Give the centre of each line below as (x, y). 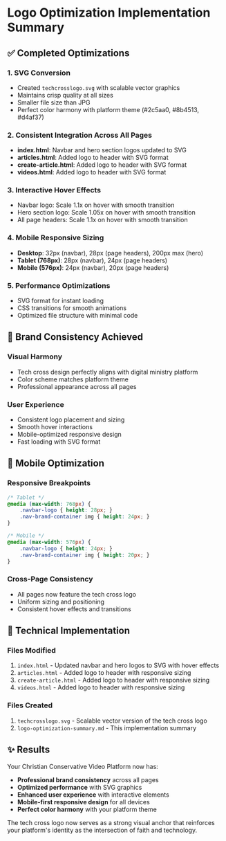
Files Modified (32, 651)
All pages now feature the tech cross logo (77, 594)
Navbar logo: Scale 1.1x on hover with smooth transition (96, 205)
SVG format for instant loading (60, 301)
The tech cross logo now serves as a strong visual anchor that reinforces (111, 822)
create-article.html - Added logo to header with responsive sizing (113, 680)
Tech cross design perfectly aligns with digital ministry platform (107, 372)
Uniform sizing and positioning (61, 602)
